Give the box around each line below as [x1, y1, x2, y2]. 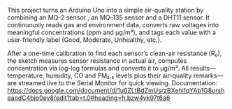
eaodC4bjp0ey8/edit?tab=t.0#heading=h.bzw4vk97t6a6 [7, 94, 171, 102]
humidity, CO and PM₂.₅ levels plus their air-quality [45, 71, 192, 80]
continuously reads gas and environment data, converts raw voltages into [7, 21, 219, 29]
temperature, [7, 71, 45, 80]
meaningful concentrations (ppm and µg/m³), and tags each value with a [7, 28, 217, 36]
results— [189, 64, 217, 72]
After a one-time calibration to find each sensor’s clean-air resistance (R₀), [7, 49, 222, 57]
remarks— [193, 71, 224, 80]
